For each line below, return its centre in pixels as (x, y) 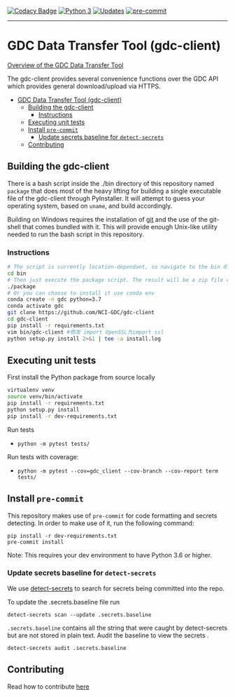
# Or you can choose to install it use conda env (81, 293)
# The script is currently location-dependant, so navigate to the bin (114, 267)
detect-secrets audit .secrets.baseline (67, 648)
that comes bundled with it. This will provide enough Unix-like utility (120, 226)
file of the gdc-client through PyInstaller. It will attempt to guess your (106, 198)
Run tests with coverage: (43, 456)
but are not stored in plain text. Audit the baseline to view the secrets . (108, 635)
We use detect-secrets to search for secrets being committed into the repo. (116, 588)
